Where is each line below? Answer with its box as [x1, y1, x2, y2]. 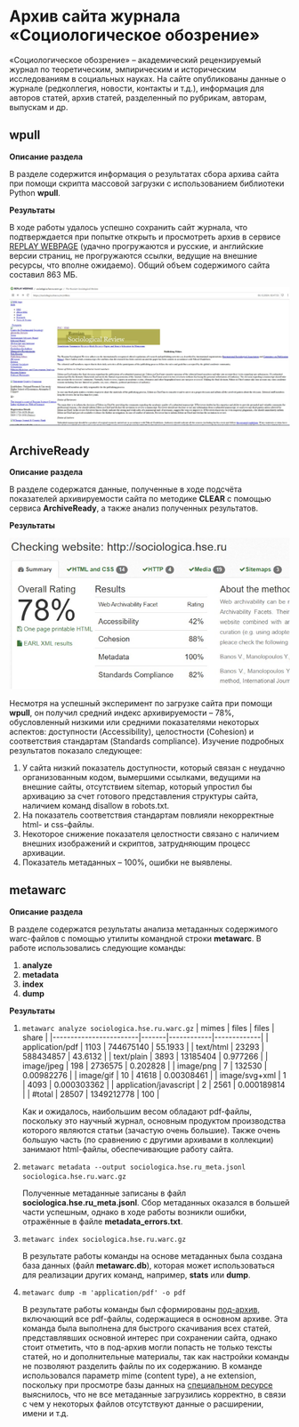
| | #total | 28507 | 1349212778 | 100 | [21, 1088, 160, 1100]
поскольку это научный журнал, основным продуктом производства [21, 1115, 287, 1126]
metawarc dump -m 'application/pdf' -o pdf [21, 1288, 187, 1297]
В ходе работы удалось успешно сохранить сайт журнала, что [9, 222, 248, 232]
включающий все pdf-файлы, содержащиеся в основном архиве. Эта [21, 1313, 288, 1324]
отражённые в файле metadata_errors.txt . [21, 1216, 183, 1227]
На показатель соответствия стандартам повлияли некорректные [21, 810, 274, 820]
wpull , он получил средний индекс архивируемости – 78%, [9, 707, 235, 718]
